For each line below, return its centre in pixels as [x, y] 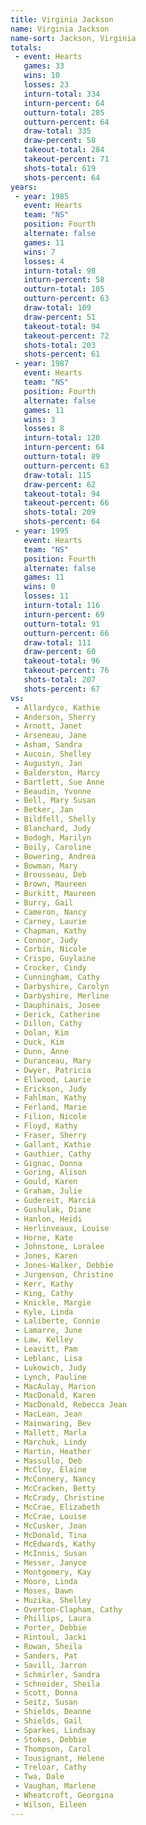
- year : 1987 [42, 364]
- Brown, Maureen [50, 884]
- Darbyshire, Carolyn [62, 986]
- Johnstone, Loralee [59, 1247]
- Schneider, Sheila [57, 1684]
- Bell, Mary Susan [55, 801]
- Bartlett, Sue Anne [59, 782]
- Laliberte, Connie [57, 1321]
